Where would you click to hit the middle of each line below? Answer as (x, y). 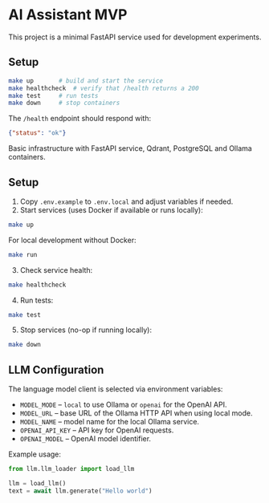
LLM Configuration (56, 369)
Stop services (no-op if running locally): (86, 330)
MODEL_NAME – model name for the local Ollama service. (109, 422)
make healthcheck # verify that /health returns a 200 (104, 88)
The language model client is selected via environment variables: (116, 389)
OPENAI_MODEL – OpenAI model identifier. (85, 439)
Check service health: (56, 270)
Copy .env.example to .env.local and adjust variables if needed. (126, 201)
